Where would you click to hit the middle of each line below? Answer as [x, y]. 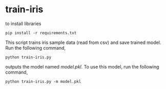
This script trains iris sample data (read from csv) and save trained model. [83, 42]
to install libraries [23, 24]
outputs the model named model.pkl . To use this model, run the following [82, 66]
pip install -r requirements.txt [41, 33]
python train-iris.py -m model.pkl [43, 81]
